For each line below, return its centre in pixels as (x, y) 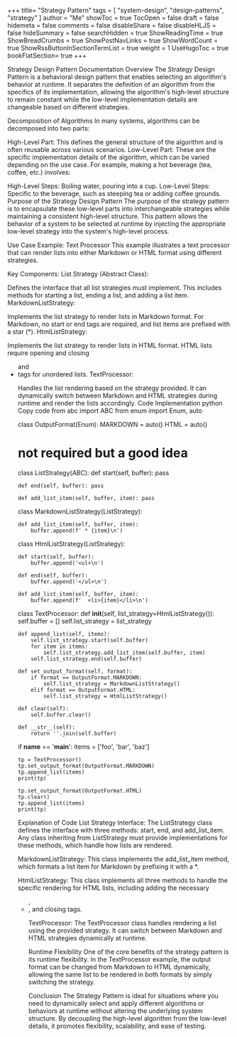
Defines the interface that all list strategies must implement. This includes (115, 288)
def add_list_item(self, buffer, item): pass (86, 498)
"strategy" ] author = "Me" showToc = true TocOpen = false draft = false (113, 18)
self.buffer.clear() (61, 715)
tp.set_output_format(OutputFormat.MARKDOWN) (86, 766)
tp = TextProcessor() (49, 759)
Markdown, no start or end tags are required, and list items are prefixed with (119, 324)
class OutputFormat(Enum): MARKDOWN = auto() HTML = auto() (112, 424)
